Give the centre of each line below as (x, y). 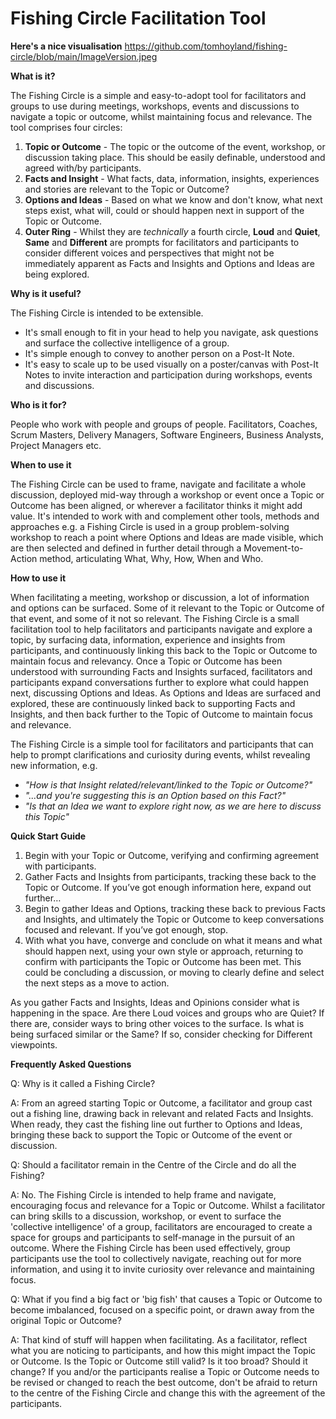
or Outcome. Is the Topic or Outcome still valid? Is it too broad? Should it (159, 1361)
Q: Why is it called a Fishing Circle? (83, 1083)
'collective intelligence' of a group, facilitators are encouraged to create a (161, 1226)
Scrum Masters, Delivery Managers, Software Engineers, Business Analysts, (167, 434)
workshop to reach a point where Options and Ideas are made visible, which (167, 537)
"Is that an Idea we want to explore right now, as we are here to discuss (173, 806)
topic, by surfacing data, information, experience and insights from (148, 639)
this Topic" (47, 816)
